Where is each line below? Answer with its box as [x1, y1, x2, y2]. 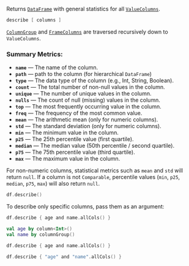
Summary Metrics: [6, 50, 63, 58]
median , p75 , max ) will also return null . [6, 180, 100, 188]
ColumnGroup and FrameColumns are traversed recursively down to [6, 28, 168, 36]
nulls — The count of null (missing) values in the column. [15, 96, 160, 104]
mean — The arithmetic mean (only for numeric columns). [15, 116, 158, 123]
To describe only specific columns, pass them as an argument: [6, 203, 165, 210]
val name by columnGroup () [6, 231, 75, 238]
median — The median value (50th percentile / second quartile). [15, 142, 175, 150]
